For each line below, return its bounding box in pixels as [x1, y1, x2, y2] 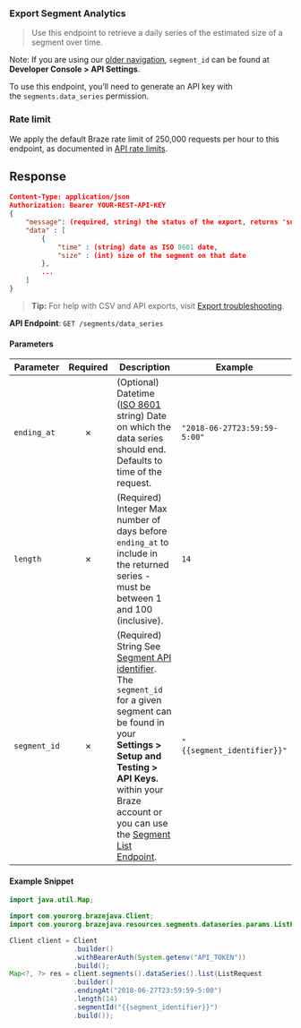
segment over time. [30, 37, 103, 47]
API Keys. [116, 773, 159, 785]
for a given [116, 694, 162, 707]
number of [116, 514, 161, 527]
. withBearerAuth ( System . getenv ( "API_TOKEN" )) [73, 953, 246, 962]
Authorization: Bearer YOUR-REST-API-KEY [9, 201, 167, 210]
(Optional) [116, 376, 159, 389]
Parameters [9, 338, 54, 349]
